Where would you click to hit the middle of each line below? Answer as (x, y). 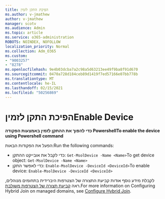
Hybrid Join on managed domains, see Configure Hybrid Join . (68, 191)
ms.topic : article (24, 33)
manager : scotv (21, 24)
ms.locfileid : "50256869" (32, 93)
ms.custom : (16, 56)
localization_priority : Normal (37, 47)
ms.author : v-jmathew (27, 14)
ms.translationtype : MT (30, 79)
